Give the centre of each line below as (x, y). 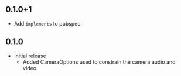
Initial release (30, 56)
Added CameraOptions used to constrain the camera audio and (99, 62)
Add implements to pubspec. (48, 23)
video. (30, 68)
